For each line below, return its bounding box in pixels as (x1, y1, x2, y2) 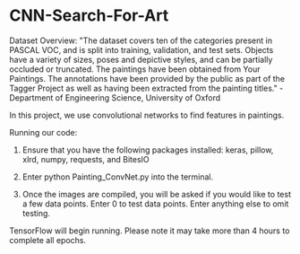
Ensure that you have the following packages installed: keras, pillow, (21, 145, 274, 155)
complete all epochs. (9, 234, 87, 245)
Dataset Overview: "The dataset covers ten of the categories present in (9, 35, 273, 46)
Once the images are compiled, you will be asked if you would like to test (21, 188, 291, 199)
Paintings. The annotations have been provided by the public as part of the (9, 73, 285, 83)
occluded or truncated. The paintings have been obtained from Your (9, 64, 261, 74)
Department (9, 92, 54, 103)
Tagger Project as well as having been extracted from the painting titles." (9, 83, 278, 93)
